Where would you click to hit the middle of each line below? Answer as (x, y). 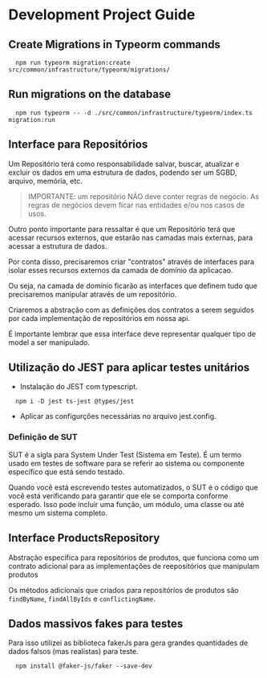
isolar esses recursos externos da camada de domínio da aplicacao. (121, 270)
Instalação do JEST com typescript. (79, 387)
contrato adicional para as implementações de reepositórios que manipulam (134, 566)
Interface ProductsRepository (84, 538)
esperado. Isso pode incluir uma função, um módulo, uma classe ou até (126, 504)
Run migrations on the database (90, 94)
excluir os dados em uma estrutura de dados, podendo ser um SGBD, (123, 172)
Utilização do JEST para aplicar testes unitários (129, 368)
